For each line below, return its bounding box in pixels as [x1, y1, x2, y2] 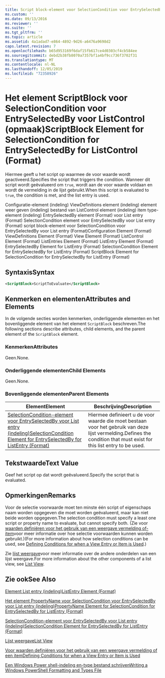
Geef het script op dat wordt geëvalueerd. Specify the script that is [5, 472, 139, 478]
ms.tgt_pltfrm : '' [5, 30, 43, 35]
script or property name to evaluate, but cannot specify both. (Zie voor [5, 520, 148, 526]
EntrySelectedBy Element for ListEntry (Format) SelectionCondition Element [5, 243, 158, 249]
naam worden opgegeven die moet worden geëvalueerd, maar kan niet [5, 509, 149, 515]
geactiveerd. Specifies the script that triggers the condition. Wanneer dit [5, 177, 150, 182]
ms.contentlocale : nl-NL [5, 62, 56, 67]
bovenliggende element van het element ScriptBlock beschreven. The [5, 321, 146, 327]
